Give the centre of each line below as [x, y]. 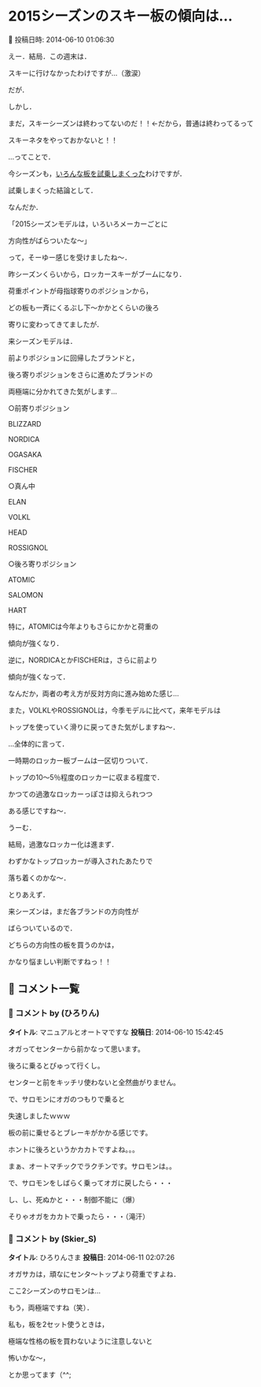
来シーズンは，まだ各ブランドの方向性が [74, 911]
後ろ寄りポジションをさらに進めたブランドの [81, 375]
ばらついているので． [42, 928]
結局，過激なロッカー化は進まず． [63, 844]
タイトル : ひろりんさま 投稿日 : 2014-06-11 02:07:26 [92, 1257]
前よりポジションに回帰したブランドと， [74, 358]
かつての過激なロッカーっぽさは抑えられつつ [81, 794]
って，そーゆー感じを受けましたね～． [70, 257]
